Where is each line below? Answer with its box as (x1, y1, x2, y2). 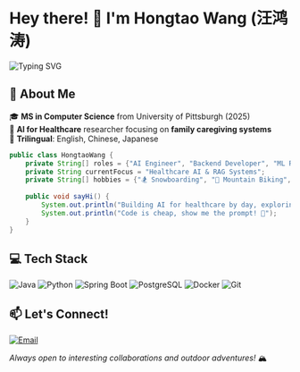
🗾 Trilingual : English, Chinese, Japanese (9, 133, 159, 144)
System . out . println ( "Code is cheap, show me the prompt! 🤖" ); (41, 208, 278, 217)
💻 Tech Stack (9, 251, 88, 266)
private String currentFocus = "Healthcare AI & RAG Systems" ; (25, 167, 266, 176)
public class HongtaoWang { (9, 150, 114, 159)
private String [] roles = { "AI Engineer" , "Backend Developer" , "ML (25, 158, 286, 168)
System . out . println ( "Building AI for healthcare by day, (41, 200, 257, 209)
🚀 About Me (9, 87, 76, 102)
